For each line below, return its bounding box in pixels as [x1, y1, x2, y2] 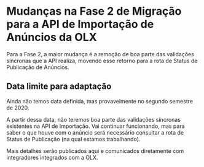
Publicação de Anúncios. [6, 63, 69, 71]
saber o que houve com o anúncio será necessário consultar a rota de [6, 128, 184, 136]
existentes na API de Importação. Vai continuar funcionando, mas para [6, 122, 185, 130]
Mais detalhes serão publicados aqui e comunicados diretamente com [6, 147, 184, 154]
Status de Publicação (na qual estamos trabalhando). [6, 135, 141, 143]
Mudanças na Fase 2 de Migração [6, 4, 182, 18]
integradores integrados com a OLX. [6, 154, 98, 161]
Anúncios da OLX [6, 31, 97, 44]
